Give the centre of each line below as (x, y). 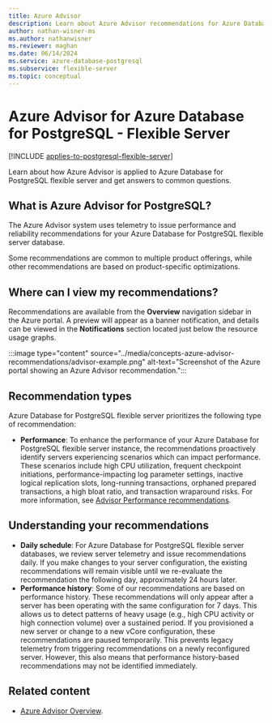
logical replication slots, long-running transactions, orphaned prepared (138, 483)
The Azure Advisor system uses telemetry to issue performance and (122, 225)
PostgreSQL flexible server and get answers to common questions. (120, 180)
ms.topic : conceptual (45, 76)
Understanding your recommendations (108, 526)
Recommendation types (70, 396)
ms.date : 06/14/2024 (43, 53)
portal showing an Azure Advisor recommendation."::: (98, 370)
